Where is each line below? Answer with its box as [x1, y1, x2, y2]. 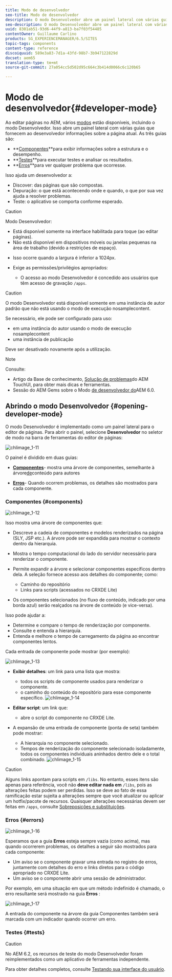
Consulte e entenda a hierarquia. [12, 628, 82, 634]
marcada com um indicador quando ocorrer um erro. [5, 916, 117, 923]
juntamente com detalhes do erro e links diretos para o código [12, 864, 144, 871]
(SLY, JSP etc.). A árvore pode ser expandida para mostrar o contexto [12, 535, 160, 541]
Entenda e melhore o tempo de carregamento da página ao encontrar [12, 633, 160, 639]
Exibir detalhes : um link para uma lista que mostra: [12, 669, 121, 675]
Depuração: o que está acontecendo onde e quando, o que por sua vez [12, 188, 164, 194]
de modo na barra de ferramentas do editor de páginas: [5, 434, 123, 440]
